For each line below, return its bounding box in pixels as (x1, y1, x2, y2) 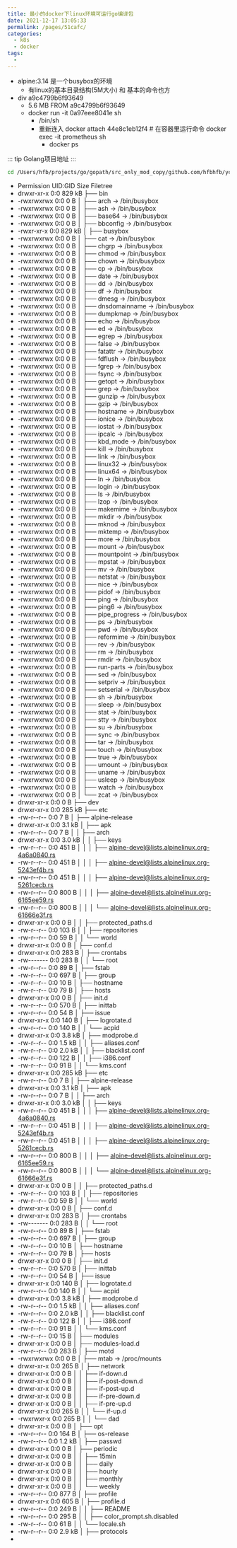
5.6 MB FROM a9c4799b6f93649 (28, 100, 126, 110)
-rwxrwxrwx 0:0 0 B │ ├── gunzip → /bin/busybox (17, 392, 166, 400)
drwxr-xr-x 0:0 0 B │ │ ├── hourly (17, 1467, 119, 1475)
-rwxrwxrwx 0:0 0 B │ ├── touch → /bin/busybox (17, 745, 162, 753)
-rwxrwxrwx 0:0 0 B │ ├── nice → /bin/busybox (17, 579, 159, 588)
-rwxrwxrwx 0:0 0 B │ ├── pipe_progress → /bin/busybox (17, 610, 188, 618)
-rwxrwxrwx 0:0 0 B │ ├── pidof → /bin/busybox (17, 587, 161, 596)
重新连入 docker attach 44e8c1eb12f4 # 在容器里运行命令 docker (38, 125, 227, 133)
